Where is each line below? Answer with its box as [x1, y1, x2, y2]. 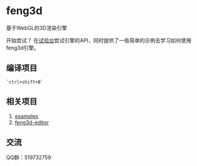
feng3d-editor [14, 119, 49, 126]
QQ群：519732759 [6, 154, 51, 161]
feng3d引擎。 [6, 44, 40, 51]
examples [14, 112, 38, 119]
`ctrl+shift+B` [6, 79, 44, 85]
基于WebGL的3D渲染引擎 [6, 24, 67, 31]
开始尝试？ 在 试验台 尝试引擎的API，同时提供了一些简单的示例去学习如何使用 [6, 36, 192, 44]
